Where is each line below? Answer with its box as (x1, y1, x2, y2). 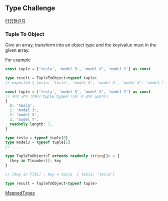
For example (5, 57, 31, 63)
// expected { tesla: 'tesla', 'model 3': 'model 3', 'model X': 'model (5, 80, 160, 85)
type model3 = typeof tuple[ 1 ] (5, 140, 70, 145)
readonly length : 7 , (9, 122, 52, 127)
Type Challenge (5, 4, 55, 12)
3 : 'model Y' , (9, 117, 39, 122)
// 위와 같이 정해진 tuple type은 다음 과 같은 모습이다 (5, 94, 108, 99)
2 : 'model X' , (9, 112, 39, 118)
